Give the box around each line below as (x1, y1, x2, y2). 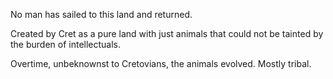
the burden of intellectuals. (10, 39, 122, 50)
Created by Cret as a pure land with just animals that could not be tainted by (10, 28, 324, 39)
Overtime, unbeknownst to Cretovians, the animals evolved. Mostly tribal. (10, 58, 312, 69)
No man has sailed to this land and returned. (10, 9, 193, 20)
